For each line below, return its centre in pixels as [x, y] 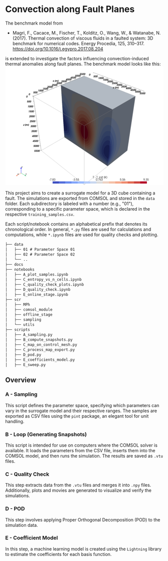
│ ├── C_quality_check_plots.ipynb [45, 284]
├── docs [14, 264]
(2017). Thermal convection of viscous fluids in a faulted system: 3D [83, 38]
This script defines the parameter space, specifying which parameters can [82, 405]
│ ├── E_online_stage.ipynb [37, 294]
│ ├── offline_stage [29, 314]
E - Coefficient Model [32, 538]
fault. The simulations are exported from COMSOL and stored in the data [80, 198]
